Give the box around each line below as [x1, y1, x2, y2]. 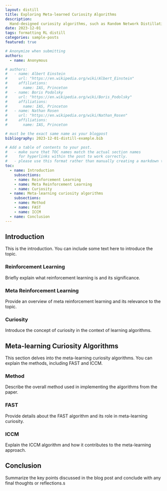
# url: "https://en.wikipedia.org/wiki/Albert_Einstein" [5, 76, 135, 81]
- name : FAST [14, 205, 41, 210]
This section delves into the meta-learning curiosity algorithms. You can [5, 355, 153, 361]
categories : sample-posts [5, 35, 59, 40]
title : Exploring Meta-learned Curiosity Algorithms [5, 12, 117, 17]
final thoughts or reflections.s [5, 480, 66, 486]
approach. [5, 447, 26, 453]
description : [5, 16, 32, 21]
